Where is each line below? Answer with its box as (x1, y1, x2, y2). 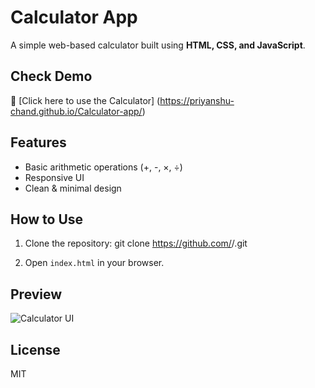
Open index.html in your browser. (24, 257, 165, 269)
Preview (10, 286, 63, 303)
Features (10, 134, 67, 151)
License (10, 341, 61, 358)
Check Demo (10, 68, 93, 85)
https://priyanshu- (159, 94, 235, 106)
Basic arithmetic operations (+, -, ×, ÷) (24, 161, 183, 173)
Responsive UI (24, 171, 85, 183)
